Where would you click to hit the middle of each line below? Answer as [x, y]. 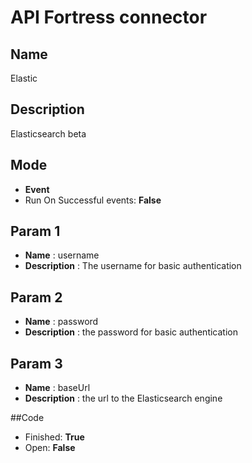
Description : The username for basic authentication [133, 266]
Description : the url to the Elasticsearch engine [123, 398]
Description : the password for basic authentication [131, 332]
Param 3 [36, 363]
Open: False [50, 448]
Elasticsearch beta [48, 133]
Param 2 [36, 297]
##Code [27, 418]
